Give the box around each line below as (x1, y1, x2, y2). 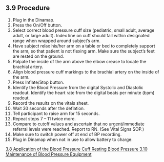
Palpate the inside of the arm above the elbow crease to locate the (12, 58, 146, 64)
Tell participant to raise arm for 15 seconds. (12, 110, 100, 116)
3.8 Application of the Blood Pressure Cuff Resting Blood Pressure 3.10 (5, 146, 148, 152)
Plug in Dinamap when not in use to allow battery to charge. (12, 137, 133, 142)
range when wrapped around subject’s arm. (12, 38, 101, 44)
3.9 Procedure (5, 4, 50, 12)
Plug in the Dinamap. (12, 17, 55, 23)
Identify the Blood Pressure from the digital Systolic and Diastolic (12, 84, 143, 90)
